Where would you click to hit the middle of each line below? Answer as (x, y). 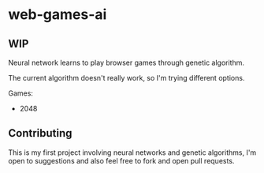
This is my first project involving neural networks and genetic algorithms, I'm (132, 152)
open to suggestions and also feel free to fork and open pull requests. (121, 160)
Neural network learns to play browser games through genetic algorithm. (126, 62)
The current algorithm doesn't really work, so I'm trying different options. (126, 78)
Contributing (40, 133)
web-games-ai (58, 15)
